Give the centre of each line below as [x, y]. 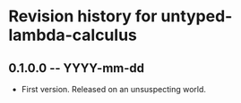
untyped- [197, 16]
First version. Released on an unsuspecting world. [114, 89]
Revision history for [83, 16]
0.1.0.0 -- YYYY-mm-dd [77, 68]
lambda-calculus [73, 35]
